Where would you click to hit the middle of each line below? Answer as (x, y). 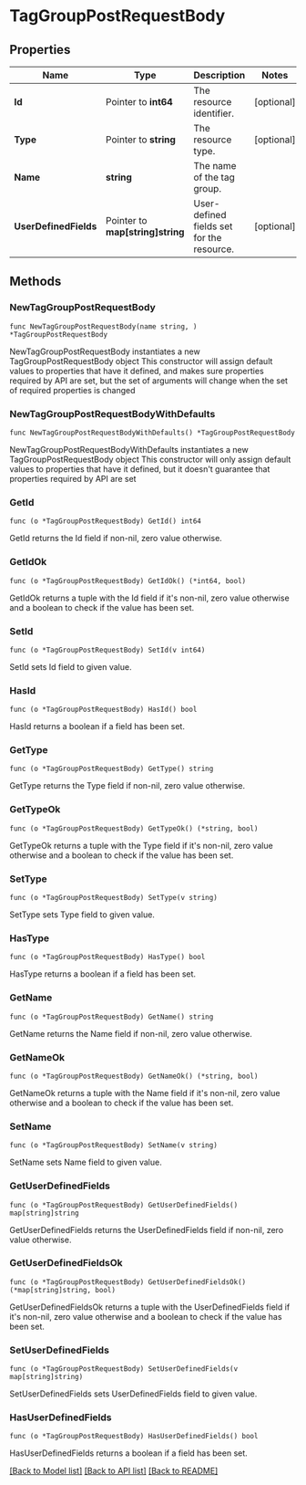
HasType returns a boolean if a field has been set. (103, 974)
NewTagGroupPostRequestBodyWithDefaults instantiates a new (129, 449)
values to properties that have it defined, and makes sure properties (137, 371)
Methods (36, 282)
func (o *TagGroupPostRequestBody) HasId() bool (103, 710)
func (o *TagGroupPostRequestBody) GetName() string (112, 1017)
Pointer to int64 (139, 102)
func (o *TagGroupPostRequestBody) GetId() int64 (106, 521)
